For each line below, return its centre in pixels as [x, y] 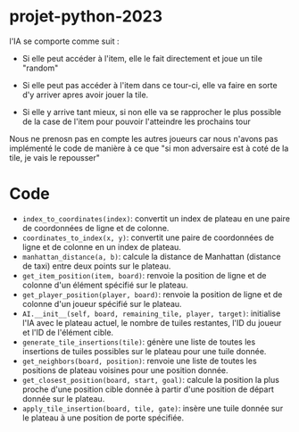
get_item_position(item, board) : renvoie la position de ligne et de [144, 275]
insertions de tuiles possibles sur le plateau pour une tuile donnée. [144, 351]
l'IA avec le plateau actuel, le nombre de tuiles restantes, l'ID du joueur [152, 322]
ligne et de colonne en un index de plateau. [101, 246]
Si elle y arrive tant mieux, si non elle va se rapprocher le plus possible [152, 112]
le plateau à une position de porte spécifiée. [103, 418]
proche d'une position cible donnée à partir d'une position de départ [148, 389]
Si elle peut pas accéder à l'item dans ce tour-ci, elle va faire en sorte [150, 85]
